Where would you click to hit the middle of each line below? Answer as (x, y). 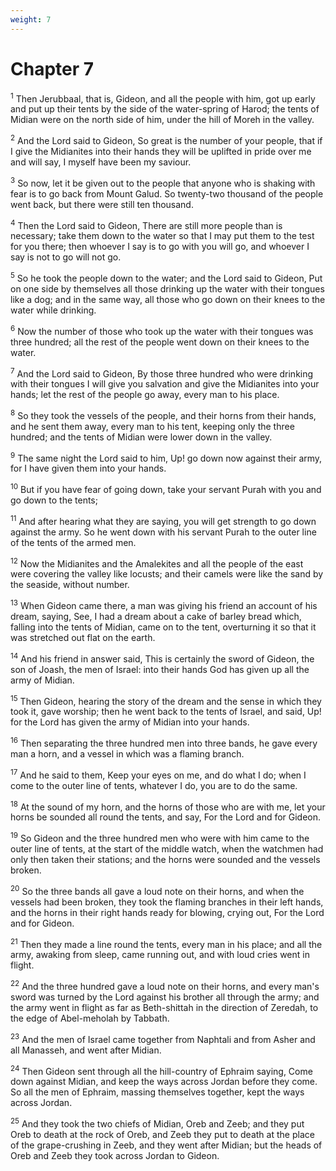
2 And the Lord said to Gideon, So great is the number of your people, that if (166, 139)
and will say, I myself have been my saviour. (101, 162)
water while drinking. (53, 310)
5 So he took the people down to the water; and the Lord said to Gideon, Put (166, 277)
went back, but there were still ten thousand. (102, 204)
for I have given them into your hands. (88, 468)
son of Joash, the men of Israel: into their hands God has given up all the (160, 669)
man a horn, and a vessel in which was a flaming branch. (127, 754)
